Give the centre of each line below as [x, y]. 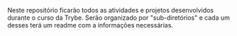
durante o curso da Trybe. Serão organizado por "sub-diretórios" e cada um [119, 18]
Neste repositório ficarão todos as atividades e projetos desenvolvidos [111, 10]
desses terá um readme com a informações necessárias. [90, 25]
